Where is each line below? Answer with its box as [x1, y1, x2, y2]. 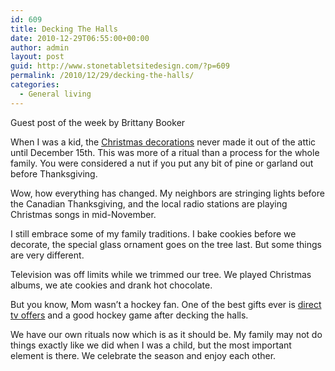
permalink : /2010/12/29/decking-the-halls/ [10, 71, 195, 81]
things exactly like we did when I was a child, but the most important [10, 339, 292, 351]
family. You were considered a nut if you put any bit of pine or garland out [10, 157, 314, 169]
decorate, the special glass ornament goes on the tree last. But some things [10, 238, 322, 250]
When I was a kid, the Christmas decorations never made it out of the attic [10, 136, 317, 148]
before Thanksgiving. [10, 167, 98, 180]
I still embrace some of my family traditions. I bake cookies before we [10, 227, 297, 240]
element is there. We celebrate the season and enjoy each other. [10, 349, 277, 361]
